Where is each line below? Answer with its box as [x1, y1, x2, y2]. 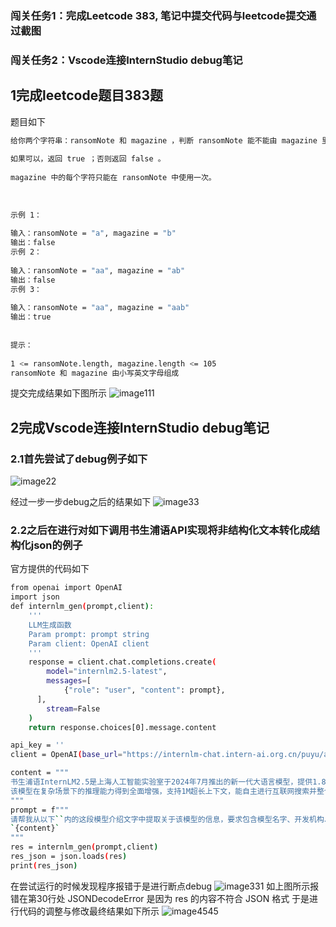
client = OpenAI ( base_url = [10, 750, 123, 760]
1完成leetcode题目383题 [10, 87, 164, 104]
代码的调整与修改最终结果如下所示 [18, 905, 160, 917]
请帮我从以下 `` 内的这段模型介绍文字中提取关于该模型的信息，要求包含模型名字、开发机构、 [10, 814, 332, 824]
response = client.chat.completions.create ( [28, 657, 217, 667]
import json [10, 592, 60, 602]
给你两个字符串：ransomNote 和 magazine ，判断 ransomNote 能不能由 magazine [10, 135, 318, 146]
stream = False [46, 703, 101, 714]
